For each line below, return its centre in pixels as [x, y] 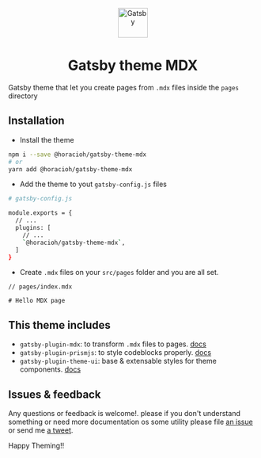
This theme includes [59, 325]
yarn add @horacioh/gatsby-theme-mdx [70, 169]
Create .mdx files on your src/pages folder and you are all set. [119, 273]
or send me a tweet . [41, 430]
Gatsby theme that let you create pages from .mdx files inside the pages [124, 87]
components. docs [50, 369]
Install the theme [47, 139]
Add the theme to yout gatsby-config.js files [93, 184]
